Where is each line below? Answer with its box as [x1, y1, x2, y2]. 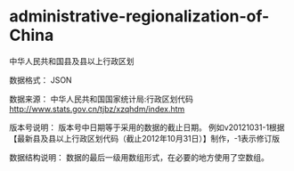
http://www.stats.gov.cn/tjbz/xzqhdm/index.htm [9, 103, 185, 114]
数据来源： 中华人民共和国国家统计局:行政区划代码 [9, 94, 193, 104]
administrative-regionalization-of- [9, 6, 270, 27]
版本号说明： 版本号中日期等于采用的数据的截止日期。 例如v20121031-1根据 [9, 122, 285, 133]
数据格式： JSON [9, 74, 73, 85]
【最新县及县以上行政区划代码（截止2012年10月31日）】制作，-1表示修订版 [9, 133, 281, 143]
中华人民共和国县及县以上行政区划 [9, 55, 135, 66]
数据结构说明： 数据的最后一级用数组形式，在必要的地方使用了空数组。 [9, 151, 269, 162]
